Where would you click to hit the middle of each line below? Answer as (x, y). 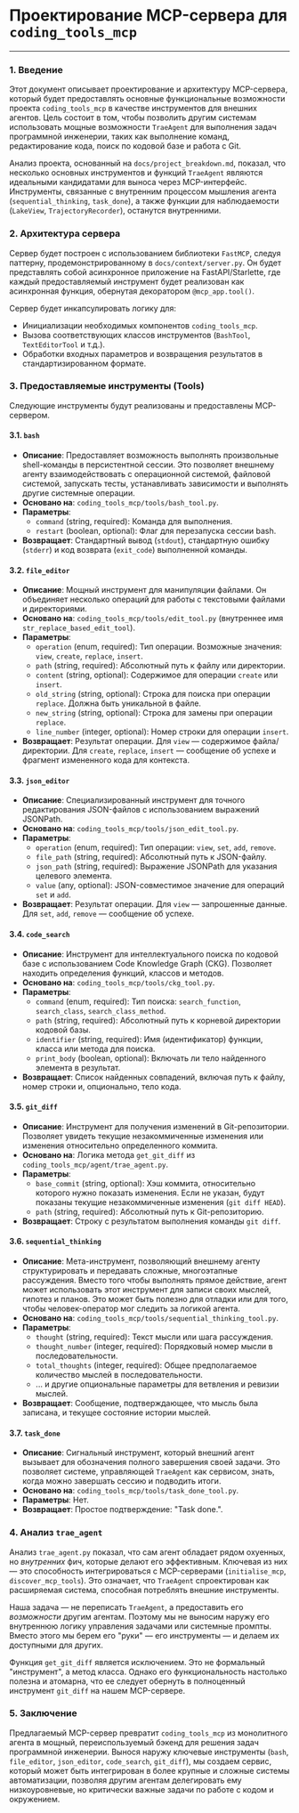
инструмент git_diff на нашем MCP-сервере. (97, 1690)
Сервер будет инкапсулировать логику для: (93, 308)
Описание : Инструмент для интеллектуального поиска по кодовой (150, 954)
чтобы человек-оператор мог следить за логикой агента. (131, 1308)
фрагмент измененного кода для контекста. (105, 760)
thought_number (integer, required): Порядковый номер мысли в (154, 1347)
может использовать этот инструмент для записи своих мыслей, (146, 1290)
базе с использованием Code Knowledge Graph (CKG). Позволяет (147, 963)
